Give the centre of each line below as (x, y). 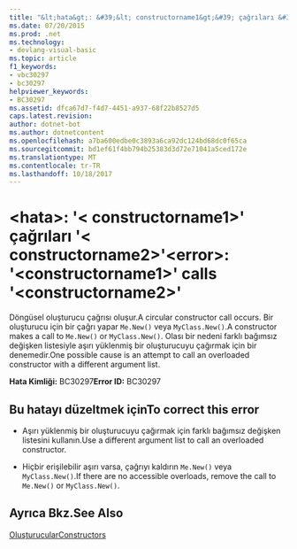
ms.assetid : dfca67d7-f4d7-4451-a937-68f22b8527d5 (104, 108)
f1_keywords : (33, 67)
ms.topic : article (43, 58)
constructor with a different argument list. (85, 365)
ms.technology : (37, 42)
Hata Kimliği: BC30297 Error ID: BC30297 (85, 382)
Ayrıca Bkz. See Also (66, 513)
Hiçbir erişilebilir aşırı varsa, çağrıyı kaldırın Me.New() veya (127, 467)
